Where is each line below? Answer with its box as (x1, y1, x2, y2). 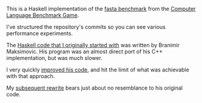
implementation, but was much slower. (6, 55, 103, 61)
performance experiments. (6, 30, 73, 37)
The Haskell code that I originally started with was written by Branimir (6, 42, 180, 48)
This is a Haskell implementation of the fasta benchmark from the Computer (6, 5, 196, 12)
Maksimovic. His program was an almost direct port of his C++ (6, 48, 163, 55)
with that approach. (6, 73, 55, 79)
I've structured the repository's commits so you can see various (6, 24, 166, 30)
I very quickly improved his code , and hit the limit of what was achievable (6, 66, 189, 73)
